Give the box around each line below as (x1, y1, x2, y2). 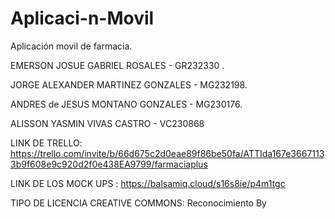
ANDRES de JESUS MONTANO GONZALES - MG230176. (10, 98, 243, 110)
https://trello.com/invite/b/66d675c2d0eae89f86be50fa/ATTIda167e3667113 (10, 147, 325, 159)
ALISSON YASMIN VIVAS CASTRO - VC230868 (10, 117, 205, 129)
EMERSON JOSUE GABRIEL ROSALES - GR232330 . (10, 59, 225, 71)
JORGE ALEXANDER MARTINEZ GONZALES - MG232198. (10, 78, 248, 91)
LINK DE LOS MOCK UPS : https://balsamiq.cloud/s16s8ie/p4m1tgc (10, 177, 286, 189)
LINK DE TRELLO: (10, 137, 83, 149)
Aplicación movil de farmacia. (10, 40, 133, 52)
